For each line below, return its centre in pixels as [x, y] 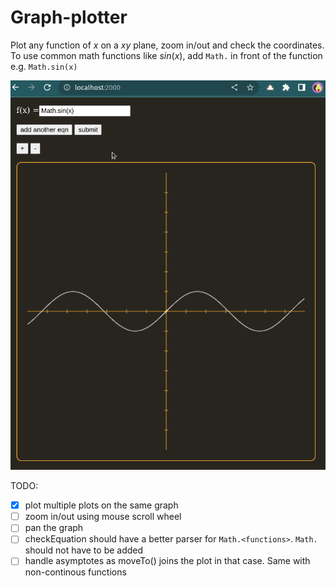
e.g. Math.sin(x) [44, 66]
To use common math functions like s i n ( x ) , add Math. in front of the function [166, 55]
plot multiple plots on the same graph [101, 505]
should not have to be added [84, 550]
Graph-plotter [69, 17]
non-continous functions [75, 572]
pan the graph [54, 528]
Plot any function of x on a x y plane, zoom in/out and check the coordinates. [167, 45]
